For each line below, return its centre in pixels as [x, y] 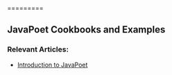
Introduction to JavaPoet [52, 65]
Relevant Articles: [38, 49]
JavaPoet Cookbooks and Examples [86, 30]
